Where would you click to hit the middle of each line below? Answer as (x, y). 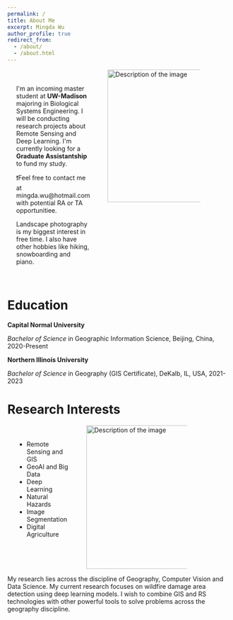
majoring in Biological (48, 103)
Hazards (39, 504)
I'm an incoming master (50, 88)
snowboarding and (43, 254)
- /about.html (34, 54)
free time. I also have (47, 239)
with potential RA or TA (50, 203)
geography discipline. (39, 609)
